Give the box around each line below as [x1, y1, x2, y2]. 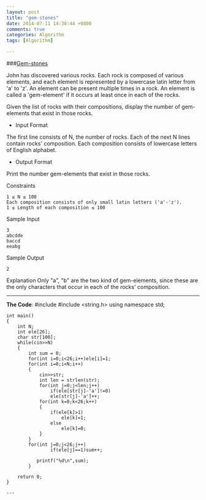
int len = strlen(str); [39, 377, 100, 383]
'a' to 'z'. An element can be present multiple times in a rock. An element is [6, 85, 195, 92]
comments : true [6, 26, 45, 33]
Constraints [6, 182, 36, 189]
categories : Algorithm [6, 32, 64, 38]
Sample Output [6, 254, 45, 261]
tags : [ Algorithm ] [6, 37, 53, 44]
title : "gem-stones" [6, 15, 59, 21]
